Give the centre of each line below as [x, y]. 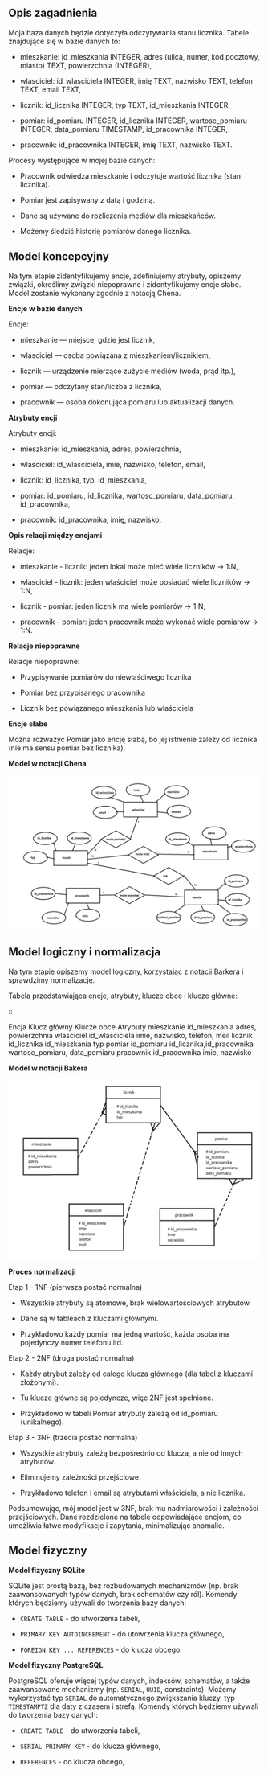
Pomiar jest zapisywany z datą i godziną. [87, 199]
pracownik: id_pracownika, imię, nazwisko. [91, 519]
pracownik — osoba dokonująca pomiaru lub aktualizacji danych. [127, 402]
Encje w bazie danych [45, 308]
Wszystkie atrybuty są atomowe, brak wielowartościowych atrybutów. [135, 1303]
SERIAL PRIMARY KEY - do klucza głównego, [90, 1746]
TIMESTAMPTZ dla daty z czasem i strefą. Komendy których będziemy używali [134, 1706]
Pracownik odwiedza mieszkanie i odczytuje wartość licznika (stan [130, 175]
